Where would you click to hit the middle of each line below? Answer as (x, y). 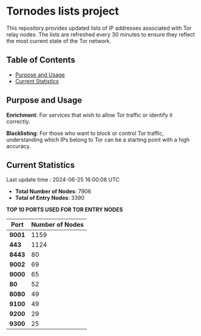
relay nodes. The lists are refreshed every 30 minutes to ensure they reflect (101, 34)
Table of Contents (41, 60)
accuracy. (19, 146)
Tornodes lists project (63, 11)
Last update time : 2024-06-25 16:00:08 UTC (63, 180)
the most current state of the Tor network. (59, 41)
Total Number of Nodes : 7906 (53, 191)
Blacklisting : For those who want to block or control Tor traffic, (85, 133)
